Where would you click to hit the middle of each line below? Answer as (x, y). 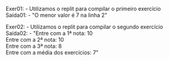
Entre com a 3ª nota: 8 (34, 46)
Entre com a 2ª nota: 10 (35, 40)
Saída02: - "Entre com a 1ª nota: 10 (49, 33)
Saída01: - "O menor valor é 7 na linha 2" (56, 15)
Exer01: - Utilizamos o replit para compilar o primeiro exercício (83, 9)
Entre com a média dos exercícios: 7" (52, 53)
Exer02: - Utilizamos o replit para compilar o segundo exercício (85, 27)
